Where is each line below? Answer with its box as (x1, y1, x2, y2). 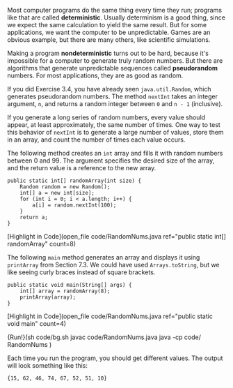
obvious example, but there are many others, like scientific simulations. (7, 36, 211, 44)
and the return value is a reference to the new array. (7, 164, 156, 172)
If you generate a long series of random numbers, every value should (7, 113, 206, 121)
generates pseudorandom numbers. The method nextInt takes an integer (7, 92, 218, 100)
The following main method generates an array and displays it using (7, 253, 200, 261)
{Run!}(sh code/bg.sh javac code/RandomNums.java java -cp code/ (7, 333, 202, 341)
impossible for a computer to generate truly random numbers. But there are (7, 57, 223, 65)
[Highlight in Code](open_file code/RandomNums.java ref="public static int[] (7, 232, 226, 240)
